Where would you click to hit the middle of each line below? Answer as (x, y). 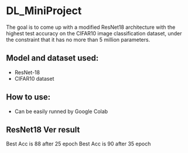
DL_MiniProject (44, 11)
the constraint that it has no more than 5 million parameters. (78, 39)
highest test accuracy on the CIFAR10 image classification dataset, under (94, 33)
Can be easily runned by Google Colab (61, 111)
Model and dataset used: (52, 58)
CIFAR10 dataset (34, 78)
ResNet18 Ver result (43, 130)
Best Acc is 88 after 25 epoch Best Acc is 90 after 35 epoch (78, 144)
